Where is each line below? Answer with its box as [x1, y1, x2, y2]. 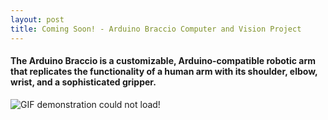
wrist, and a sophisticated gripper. [10, 76, 157, 88]
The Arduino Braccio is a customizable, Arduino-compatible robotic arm [10, 55, 316, 67]
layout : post [10, 14, 65, 25]
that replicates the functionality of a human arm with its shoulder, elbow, [10, 66, 318, 78]
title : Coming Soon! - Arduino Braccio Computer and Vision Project [10, 24, 302, 34]
